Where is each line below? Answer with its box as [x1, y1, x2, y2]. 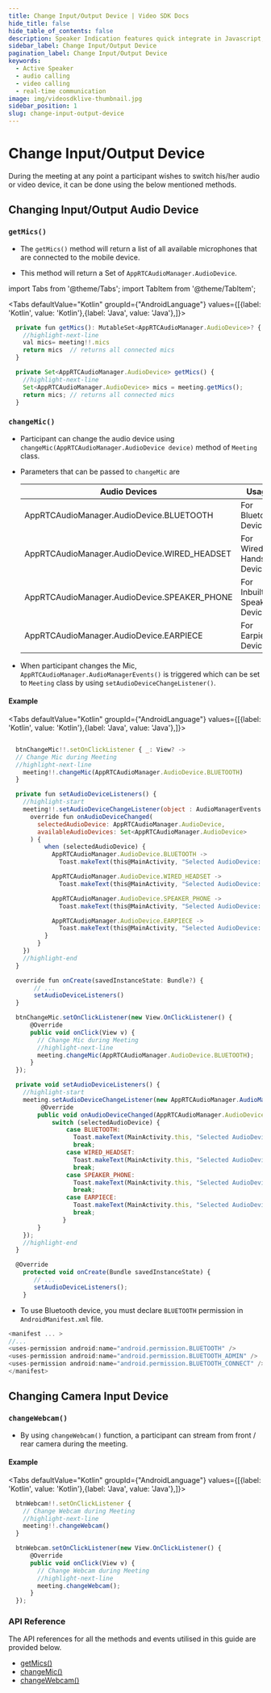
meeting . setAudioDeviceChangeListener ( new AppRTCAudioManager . [23, 1096, 240, 1104]
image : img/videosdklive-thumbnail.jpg [8, 95, 143, 103]
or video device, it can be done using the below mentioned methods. [8, 179, 237, 189]
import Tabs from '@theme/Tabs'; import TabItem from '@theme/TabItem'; [8, 284, 256, 293]
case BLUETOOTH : [65, 1125, 121, 1134]
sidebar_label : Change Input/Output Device [8, 42, 157, 50]
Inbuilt [240, 586, 265, 597]
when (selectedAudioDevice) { [44, 842, 147, 851]
